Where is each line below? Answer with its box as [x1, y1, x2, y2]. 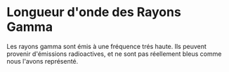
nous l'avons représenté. [6, 57, 79, 65]
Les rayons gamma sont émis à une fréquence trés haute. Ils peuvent [6, 42, 207, 50]
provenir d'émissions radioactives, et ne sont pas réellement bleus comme [6, 50, 222, 58]
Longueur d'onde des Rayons [6, 4, 182, 20]
